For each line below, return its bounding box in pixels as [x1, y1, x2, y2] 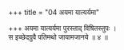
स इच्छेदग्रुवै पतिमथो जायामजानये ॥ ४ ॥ [8, 33, 108, 41]
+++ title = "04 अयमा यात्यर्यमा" [8, 8, 100, 17]
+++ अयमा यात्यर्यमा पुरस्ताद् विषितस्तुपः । [8, 24, 117, 33]
